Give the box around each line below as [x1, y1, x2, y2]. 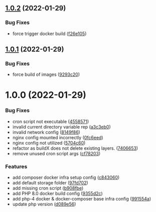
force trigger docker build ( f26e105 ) [12, 30, 87, 37]
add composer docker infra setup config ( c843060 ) [12, 174, 120, 180]
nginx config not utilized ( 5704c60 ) [12, 140, 86, 146]
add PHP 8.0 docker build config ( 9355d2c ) [12, 190, 103, 196]
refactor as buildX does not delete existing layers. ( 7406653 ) [12, 145, 138, 151]
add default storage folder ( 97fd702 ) [12, 180, 89, 186]
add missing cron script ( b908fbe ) [12, 185, 84, 191]
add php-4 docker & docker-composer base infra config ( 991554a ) [12, 196, 151, 202]
